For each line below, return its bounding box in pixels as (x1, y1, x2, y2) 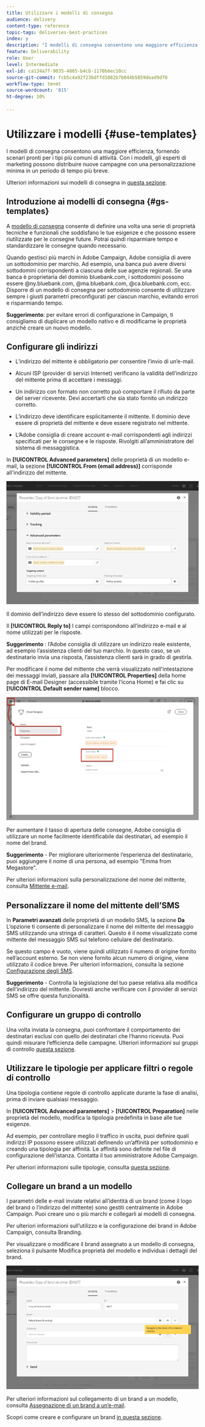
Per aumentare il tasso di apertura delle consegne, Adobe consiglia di (6, 826, 181, 834)
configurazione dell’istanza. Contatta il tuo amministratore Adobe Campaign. (6, 1151, 198, 1159)
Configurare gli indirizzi (6, 342, 98, 352)
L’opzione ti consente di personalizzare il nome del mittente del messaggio (6, 923, 194, 931)
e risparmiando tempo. (6, 299, 63, 306)
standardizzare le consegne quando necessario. (6, 242, 128, 249)
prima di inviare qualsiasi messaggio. (6, 1095, 99, 1103)
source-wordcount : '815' (6, 87, 70, 94)
